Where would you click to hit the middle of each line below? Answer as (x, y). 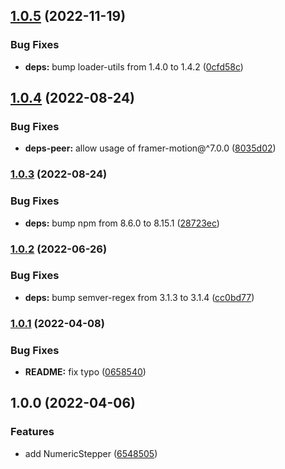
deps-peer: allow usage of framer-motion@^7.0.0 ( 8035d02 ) (150, 148)
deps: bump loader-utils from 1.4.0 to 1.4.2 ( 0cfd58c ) (134, 66)
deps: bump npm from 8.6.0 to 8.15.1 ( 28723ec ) (122, 223)
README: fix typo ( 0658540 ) (85, 372)
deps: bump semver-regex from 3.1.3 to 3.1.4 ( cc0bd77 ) (139, 297)
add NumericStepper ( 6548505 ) (91, 453)
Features (32, 432)
